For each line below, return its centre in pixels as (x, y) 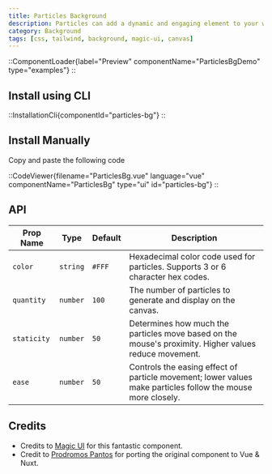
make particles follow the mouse (191, 387)
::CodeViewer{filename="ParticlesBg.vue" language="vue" (106, 176)
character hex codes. (169, 276)
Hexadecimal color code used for (192, 256)
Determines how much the (179, 323)
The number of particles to (180, 290)
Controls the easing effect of (183, 367)
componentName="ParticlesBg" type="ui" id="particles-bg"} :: (114, 184)
